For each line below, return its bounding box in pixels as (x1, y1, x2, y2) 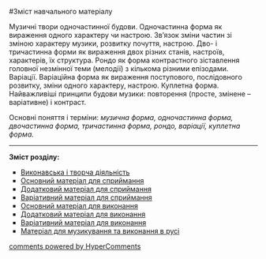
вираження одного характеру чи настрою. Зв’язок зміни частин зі (9, 31, 232, 39)
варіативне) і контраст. (9, 98, 87, 107)
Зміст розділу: (9, 152, 60, 161)
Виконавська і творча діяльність (20, 167, 130, 177)
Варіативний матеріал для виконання (20, 218, 147, 227)
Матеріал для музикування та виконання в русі (20, 227, 180, 235)
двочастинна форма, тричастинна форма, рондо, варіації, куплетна (9, 122, 241, 130)
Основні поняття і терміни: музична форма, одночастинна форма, (9, 113, 234, 122)
